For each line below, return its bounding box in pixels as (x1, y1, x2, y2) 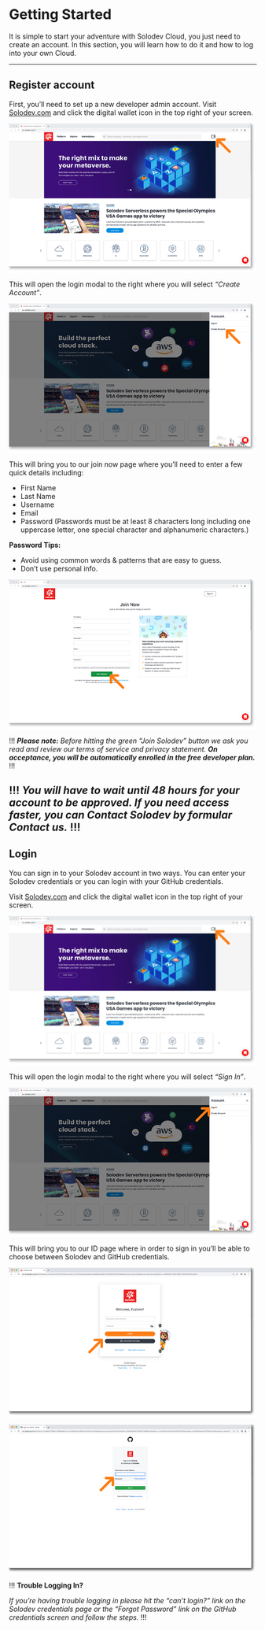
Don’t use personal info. (20, 564, 98, 574)
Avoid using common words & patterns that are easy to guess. (20, 556, 223, 565)
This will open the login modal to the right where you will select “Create (9, 279, 241, 289)
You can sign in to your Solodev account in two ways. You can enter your (9, 868, 246, 878)
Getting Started (9, 6, 112, 24)
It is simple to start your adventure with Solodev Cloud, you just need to (9, 31, 241, 41)
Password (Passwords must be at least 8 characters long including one (20, 517, 251, 527)
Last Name (20, 492, 56, 501)
